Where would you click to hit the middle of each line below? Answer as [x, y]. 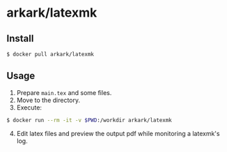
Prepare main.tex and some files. [64, 92]
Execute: [29, 107]
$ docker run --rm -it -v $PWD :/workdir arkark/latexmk [89, 120]
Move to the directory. [48, 100]
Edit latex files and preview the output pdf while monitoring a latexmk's [118, 133]
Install [20, 39]
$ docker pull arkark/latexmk [50, 54]
